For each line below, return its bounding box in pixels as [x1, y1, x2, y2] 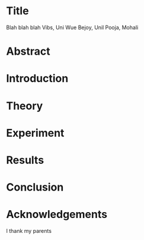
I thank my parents [6, 228, 52, 234]
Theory [6, 99, 43, 112]
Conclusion [6, 181, 64, 194]
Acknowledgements [6, 208, 108, 221]
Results [6, 153, 44, 167]
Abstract [6, 45, 50, 58]
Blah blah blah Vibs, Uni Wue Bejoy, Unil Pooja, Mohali [6, 24, 139, 31]
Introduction [6, 72, 69, 86]
